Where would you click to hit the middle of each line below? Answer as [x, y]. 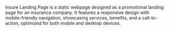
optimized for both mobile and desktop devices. [71, 23]
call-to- [150, 18]
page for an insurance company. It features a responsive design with [77, 12]
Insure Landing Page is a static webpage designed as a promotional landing [84, 7]
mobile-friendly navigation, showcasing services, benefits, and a [73, 18]
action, [12, 23]
